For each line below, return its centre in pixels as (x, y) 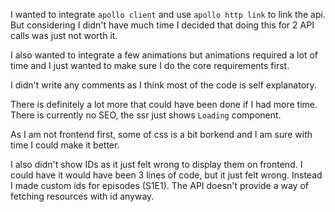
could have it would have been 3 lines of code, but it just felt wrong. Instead (166, 175)
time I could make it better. (65, 145)
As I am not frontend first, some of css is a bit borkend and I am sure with (161, 134)
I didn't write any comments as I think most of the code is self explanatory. (163, 85)
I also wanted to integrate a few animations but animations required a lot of (164, 55)
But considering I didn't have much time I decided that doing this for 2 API (162, 25)
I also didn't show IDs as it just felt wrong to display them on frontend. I (156, 164)
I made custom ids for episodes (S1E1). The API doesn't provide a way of (159, 185)
